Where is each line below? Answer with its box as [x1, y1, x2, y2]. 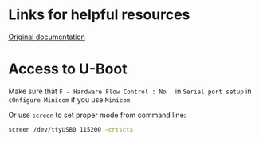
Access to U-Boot [8, 60, 128, 78]
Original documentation [8, 32, 86, 41]
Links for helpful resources [8, 6, 190, 24]
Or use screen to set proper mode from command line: [8, 110, 186, 120]
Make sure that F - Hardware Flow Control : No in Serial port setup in [8, 86, 252, 96]
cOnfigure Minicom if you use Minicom [8, 94, 131, 105]
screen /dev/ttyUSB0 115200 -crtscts [8, 125, 134, 133]
